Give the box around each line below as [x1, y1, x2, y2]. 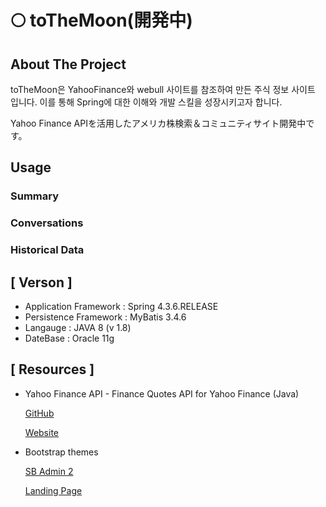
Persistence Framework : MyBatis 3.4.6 [24, 311, 187, 323]
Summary [10, 189, 60, 203]
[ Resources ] [10, 361, 95, 378]
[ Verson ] [10, 274, 73, 291]
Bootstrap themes [24, 446, 99, 458]
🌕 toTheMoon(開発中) [10, 9, 193, 32]
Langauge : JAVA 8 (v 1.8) [24, 321, 132, 333]
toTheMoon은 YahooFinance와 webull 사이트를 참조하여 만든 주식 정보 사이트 [10, 84, 316, 95]
